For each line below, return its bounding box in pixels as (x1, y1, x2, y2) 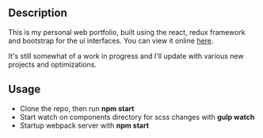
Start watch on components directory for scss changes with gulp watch (19, 112, 255, 121)
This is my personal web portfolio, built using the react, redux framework (8, 27, 246, 36)
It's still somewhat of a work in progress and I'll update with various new (8, 51, 244, 60)
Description (8, 6, 67, 20)
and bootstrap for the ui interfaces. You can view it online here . (8, 36, 214, 45)
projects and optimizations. (8, 59, 97, 69)
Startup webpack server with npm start (19, 121, 149, 130)
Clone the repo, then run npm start (19, 103, 135, 113)
